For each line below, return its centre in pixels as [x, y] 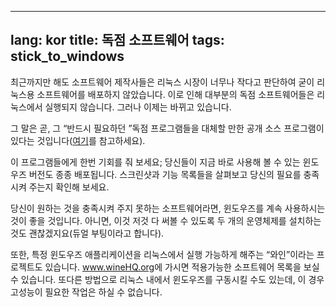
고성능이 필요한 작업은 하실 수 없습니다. [86, 292]
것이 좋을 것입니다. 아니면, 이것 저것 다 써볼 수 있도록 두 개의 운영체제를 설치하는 [166, 220]
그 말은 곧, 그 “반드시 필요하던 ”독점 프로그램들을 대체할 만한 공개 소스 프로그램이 [167, 128]
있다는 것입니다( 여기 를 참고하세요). [78, 140]
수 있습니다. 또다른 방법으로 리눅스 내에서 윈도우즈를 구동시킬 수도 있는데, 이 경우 [167, 279]
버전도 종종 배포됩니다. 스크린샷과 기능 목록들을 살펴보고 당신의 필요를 [165, 174]
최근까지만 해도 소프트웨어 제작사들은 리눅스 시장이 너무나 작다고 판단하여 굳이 [162, 82]
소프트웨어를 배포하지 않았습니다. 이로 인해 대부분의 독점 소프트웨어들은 [175, 94]
